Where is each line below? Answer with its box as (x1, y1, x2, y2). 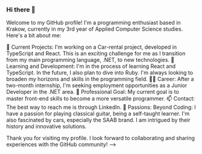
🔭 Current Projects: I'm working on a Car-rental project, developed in (6, 43, 177, 51)
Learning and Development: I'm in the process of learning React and (6, 63, 176, 70)
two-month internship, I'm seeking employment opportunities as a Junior (6, 82, 188, 89)
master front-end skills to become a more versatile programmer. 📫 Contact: (6, 95, 195, 102)
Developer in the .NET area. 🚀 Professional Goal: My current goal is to (6, 88, 179, 96)
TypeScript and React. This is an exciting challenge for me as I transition (6, 50, 186, 57)
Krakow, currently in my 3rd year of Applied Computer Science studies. (6, 25, 183, 32)
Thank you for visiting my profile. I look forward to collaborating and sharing (6, 135, 195, 142)
